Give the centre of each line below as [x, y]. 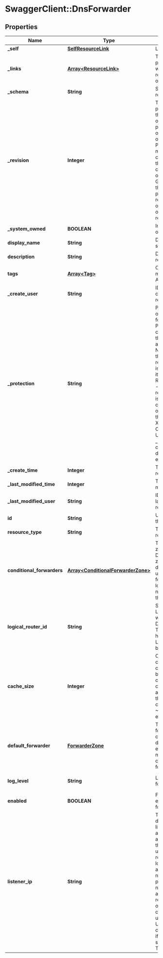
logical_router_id [27, 627]
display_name [24, 243]
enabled [17, 801]
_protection [21, 383]
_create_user [23, 294]
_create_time [23, 470]
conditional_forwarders [35, 570]
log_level [18, 781]
